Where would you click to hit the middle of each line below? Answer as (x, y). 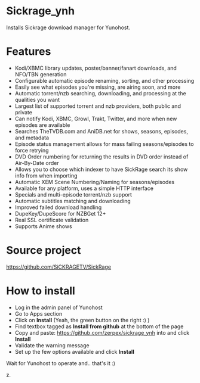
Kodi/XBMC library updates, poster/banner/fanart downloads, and (96, 68)
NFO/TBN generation (41, 74)
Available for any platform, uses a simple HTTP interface (84, 188)
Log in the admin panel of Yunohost (59, 307)
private (24, 112)
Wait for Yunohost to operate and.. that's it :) (61, 363)
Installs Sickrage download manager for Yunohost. (68, 27)
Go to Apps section (39, 313)
